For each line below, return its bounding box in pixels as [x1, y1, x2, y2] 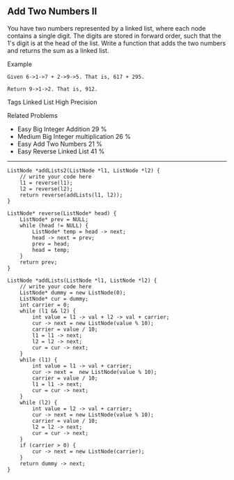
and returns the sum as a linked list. [7, 46, 109, 54]
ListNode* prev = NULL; [19, 216, 89, 223]
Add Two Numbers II [7, 6, 97, 17]
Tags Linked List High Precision [7, 98, 97, 106]
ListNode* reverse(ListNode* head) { [7, 209, 117, 217]
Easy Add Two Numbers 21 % [17, 140, 103, 148]
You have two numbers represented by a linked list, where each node [7, 24, 206, 32]
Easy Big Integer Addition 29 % [17, 125, 107, 133]
